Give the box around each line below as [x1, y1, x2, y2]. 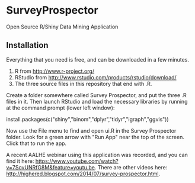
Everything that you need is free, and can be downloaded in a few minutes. [6, 56, 190, 63]
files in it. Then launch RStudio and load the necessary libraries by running [6, 98, 188, 105]
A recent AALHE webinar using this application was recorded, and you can [6, 151, 188, 158]
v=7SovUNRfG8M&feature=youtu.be [6, 163, 95, 171]
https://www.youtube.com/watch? [35, 158, 119, 165]
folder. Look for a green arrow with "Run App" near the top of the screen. [6, 133, 185, 140]
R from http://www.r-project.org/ [14, 68, 95, 75]
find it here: [6, 158, 34, 165]
